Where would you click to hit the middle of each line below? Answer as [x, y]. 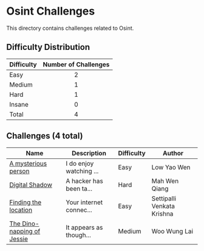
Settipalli [164, 198]
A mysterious [28, 163]
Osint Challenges [51, 11]
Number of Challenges [76, 64]
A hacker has [84, 181]
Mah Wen [165, 181]
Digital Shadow [31, 185]
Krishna [162, 213]
